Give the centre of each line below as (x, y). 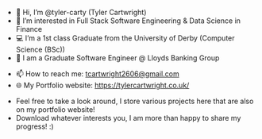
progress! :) (35, 126)
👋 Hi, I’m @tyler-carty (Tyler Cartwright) (81, 12)
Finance (29, 29)
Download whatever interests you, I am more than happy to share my (128, 118)
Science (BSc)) (40, 49)
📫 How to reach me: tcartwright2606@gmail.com (98, 74)
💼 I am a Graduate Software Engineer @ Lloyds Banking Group (118, 58)
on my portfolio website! (55, 110)
